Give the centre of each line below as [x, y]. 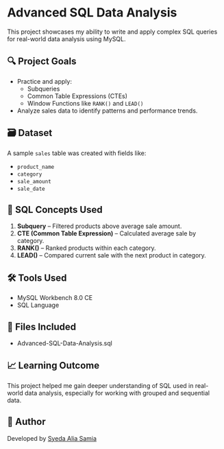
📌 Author [26, 422]
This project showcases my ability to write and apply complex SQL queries [112, 32]
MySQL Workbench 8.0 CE [55, 298]
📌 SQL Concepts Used [55, 210]
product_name [36, 167]
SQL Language [38, 305]
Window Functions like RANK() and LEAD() [85, 103]
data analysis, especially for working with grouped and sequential [117, 393]
